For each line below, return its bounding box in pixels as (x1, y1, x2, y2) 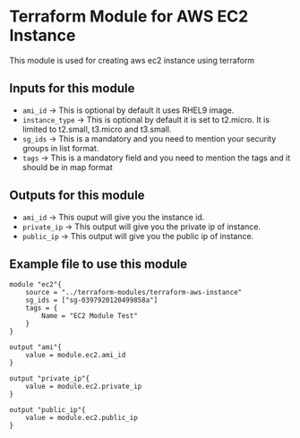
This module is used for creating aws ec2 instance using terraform (9, 55, 255, 65)
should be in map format (21, 161, 114, 172)
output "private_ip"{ (9, 374, 90, 383)
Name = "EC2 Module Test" (41, 312, 139, 321)
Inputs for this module (9, 81, 135, 96)
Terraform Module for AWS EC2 (9, 6, 249, 27)
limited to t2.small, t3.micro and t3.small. (21, 124, 172, 134)
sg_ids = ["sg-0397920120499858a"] (25, 296, 159, 305)
